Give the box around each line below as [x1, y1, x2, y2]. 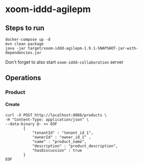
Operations [5, 74, 41, 82]
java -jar [5, 46, 26, 51]
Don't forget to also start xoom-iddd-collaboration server [5, 59, 124, 65]
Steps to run [5, 24, 44, 32]
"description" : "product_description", [32, 143, 118, 148]
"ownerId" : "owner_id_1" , [32, 135, 92, 140]
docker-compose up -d [5, 37, 51, 42]
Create [5, 101, 20, 107]
